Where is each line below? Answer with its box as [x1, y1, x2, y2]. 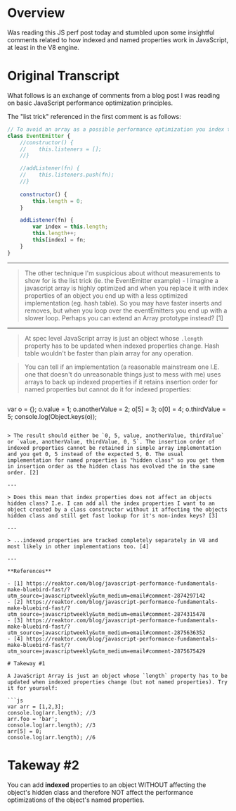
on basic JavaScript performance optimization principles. [7, 99, 173, 107]
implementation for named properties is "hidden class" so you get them [7, 456, 225, 464]
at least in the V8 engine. [7, 43, 79, 51]
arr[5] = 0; [7, 727, 42, 735]
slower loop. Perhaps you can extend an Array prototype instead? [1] [24, 313, 223, 322]
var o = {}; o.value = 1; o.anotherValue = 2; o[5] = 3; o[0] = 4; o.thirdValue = [7, 405, 226, 413]
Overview [7, 5, 65, 21]
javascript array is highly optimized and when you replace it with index [24, 284, 228, 292]
